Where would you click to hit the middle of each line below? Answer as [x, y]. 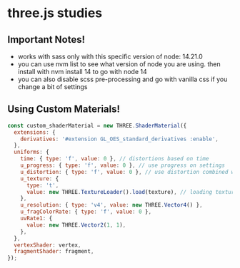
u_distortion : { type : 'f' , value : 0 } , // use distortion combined [124, 172]
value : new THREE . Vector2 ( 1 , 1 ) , [76, 225]
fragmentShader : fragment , [54, 252]
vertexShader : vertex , [47, 245]
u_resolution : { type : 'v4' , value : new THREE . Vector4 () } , [111, 205]
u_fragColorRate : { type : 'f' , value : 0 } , [86, 212]
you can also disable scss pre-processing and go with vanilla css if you [122, 79]
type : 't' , [42, 185]
